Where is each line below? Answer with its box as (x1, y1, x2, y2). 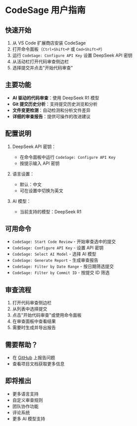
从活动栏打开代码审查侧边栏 (12, 59, 69, 65)
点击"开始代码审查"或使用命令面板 (12, 312, 82, 318)
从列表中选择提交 (12, 306, 47, 312)
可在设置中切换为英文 (19, 187, 63, 194)
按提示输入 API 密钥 (19, 160, 60, 166)
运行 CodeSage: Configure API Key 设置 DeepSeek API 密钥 (12, 53, 133, 58)
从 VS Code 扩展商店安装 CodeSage (12, 40, 86, 46)
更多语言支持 (12, 391, 39, 397)
